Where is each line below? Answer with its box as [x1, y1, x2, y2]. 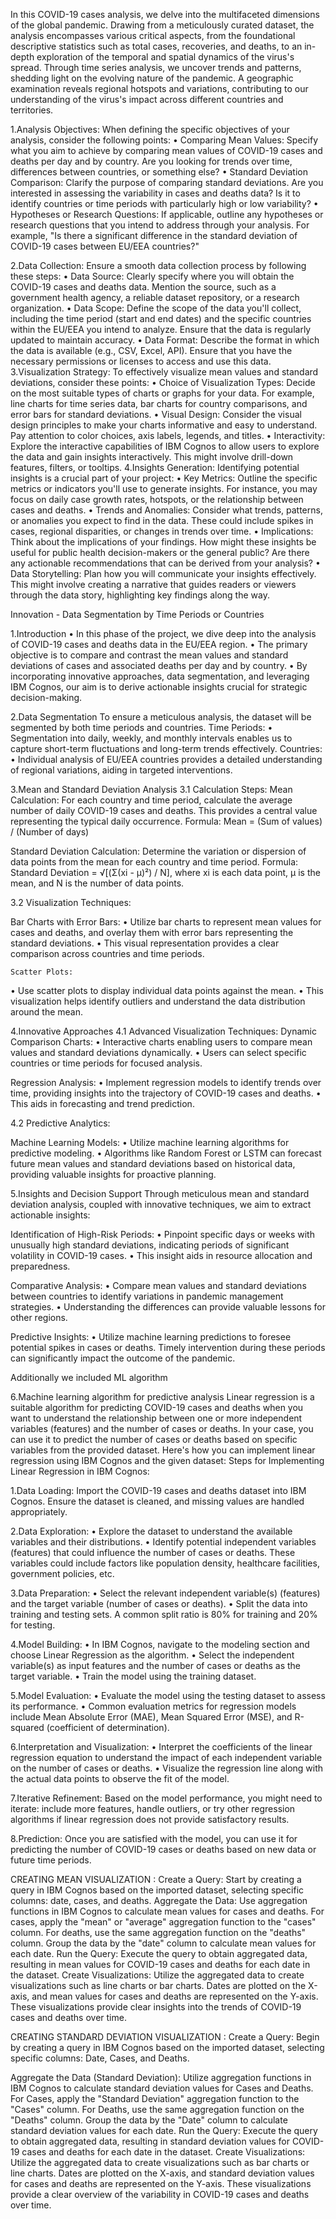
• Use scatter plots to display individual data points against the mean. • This [10, 985, 324, 996]
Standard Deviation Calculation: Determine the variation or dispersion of [10, 845, 307, 857]
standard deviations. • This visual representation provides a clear [10, 937, 280, 949]
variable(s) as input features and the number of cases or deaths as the [10, 1660, 301, 1671]
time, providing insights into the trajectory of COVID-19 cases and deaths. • [10, 1087, 322, 1099]
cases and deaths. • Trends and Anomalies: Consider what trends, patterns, [10, 504, 323, 516]
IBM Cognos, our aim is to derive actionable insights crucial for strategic [10, 681, 308, 693]
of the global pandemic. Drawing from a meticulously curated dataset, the [10, 19, 315, 31]
